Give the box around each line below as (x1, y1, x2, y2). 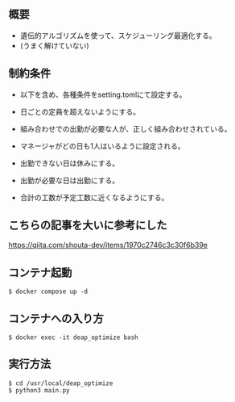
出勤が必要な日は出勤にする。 (19, 175, 119, 185)
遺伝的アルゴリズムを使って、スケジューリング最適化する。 (19, 31, 216, 40)
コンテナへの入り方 (8, 312, 104, 325)
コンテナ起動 (8, 266, 72, 279)
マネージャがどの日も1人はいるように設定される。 (19, 140, 185, 151)
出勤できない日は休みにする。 (19, 158, 119, 168)
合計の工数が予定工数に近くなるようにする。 (19, 192, 169, 202)
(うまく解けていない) (19, 40, 90, 50)
